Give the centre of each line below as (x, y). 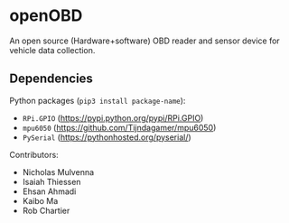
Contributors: (34, 154)
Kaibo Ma (40, 200)
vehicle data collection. (52, 50)
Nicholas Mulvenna (58, 172)
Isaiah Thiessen (51, 181)
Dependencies (51, 79)
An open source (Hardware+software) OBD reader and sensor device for (144, 41)
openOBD (46, 16)
